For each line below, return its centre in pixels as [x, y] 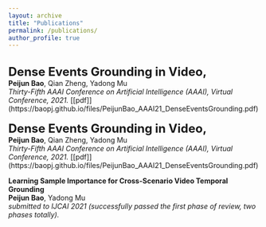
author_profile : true [44, 38]
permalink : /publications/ [53, 30]
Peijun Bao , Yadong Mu [47, 198]
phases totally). [34, 215]
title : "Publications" [46, 23]
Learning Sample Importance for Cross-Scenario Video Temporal [118, 181]
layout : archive [35, 16]
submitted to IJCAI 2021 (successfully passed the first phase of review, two [132, 206]
